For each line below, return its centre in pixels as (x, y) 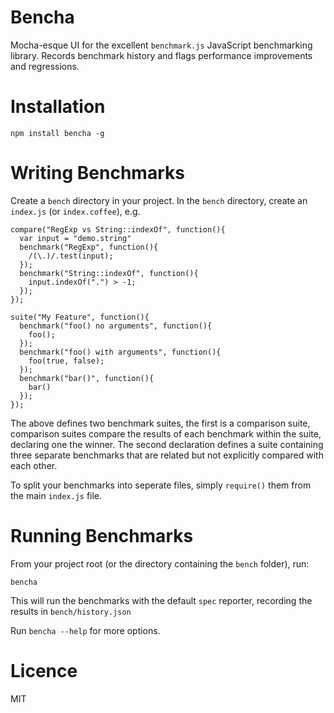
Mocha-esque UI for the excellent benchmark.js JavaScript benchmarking (161, 45)
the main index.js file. (56, 495)
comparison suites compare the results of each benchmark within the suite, (166, 433)
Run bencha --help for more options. (85, 630)
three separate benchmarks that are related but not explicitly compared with (167, 455)
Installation (58, 107)
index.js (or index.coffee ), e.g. (75, 211)
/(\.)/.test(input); (71, 256)
